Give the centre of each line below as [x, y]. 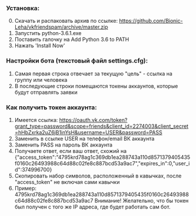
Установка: [23, 8]
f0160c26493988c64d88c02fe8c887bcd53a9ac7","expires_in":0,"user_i [102, 163]
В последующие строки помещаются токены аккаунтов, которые [96, 86]
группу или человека [41, 79]
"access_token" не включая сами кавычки [67, 182]
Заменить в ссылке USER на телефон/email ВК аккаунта [85, 138]
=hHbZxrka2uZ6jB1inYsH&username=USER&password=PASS [88, 132]
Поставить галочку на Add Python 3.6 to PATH [72, 40]
